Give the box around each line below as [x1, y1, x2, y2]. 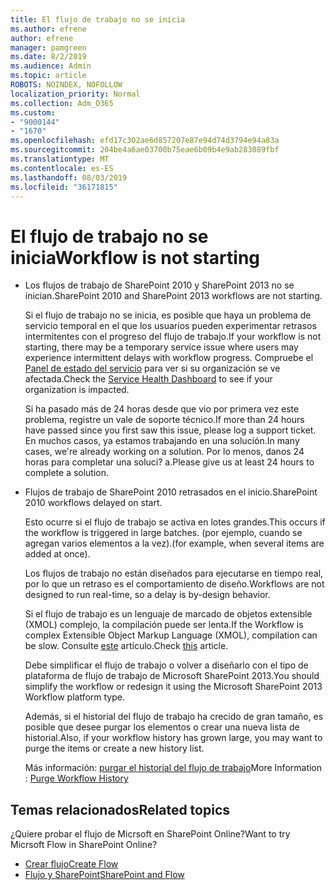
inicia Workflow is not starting [10, 246, 261, 269]
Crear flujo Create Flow [24, 858, 119, 870]
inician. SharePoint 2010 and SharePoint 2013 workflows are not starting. [24, 290, 323, 302]
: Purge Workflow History [24, 772, 129, 785]
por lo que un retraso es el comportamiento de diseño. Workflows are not [24, 578, 325, 590]
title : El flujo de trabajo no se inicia [10, 14, 186, 25]
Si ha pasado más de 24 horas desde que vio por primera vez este [24, 403, 300, 415]
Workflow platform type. [24, 691, 125, 703]
